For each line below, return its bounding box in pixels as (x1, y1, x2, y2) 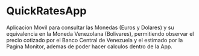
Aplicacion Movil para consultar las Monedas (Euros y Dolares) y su (6, 24, 174, 31)
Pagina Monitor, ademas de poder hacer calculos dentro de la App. (6, 43, 173, 50)
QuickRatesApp (6, 4, 87, 18)
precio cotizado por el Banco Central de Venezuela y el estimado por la (6, 36, 183, 43)
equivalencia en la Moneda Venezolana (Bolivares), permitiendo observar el (6, 30, 194, 37)
